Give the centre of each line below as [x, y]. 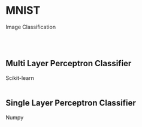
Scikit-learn [20, 78]
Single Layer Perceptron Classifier [71, 103]
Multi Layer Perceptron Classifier [69, 63]
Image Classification [31, 27]
